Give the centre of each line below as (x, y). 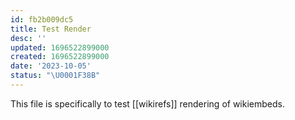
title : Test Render (51, 29)
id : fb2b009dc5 (42, 19)
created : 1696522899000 (60, 57)
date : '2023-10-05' (51, 66)
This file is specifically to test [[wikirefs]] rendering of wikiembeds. (147, 103)
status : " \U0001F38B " (55, 76)
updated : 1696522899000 (60, 47)
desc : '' (28, 38)
